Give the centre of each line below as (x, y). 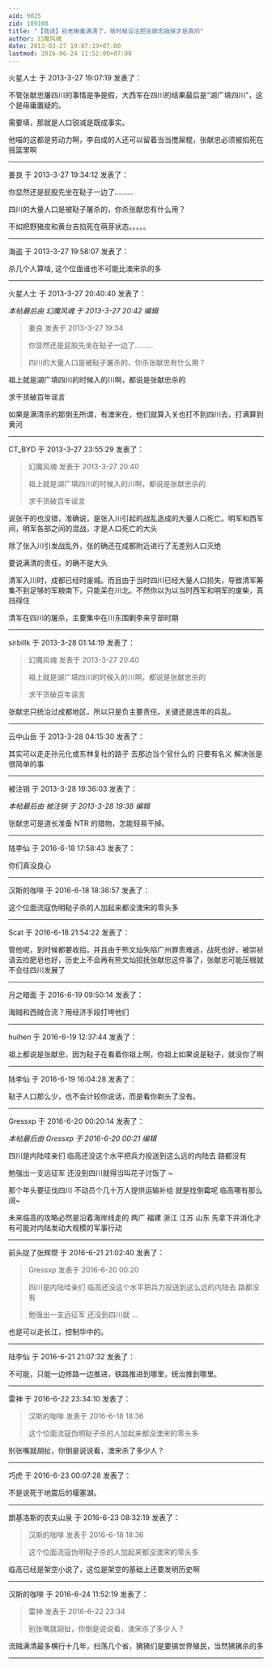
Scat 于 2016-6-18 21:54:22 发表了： (69, 932)
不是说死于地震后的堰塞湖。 (55, 1492)
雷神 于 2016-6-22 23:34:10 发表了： (70, 1399)
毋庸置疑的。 (44, 105)
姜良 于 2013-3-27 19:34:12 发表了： (69, 175)
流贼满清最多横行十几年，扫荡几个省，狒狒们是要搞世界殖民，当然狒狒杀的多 (136, 1646)
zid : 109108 (28, 24)
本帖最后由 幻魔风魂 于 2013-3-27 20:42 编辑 (83, 311)
